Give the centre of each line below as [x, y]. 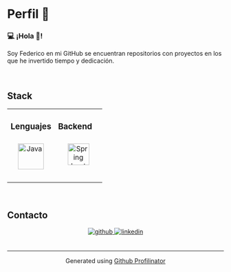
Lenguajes [31, 126]
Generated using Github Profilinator [115, 261]
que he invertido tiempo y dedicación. [61, 61]
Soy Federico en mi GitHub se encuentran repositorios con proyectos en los [114, 54]
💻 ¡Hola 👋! [25, 36]
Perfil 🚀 [29, 14]
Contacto [27, 215]
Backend [75, 126]
